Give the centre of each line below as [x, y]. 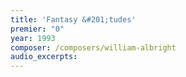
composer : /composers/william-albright [93, 47]
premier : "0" [37, 29]
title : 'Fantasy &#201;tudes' [73, 19]
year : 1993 [33, 38]
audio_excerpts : [44, 57]
